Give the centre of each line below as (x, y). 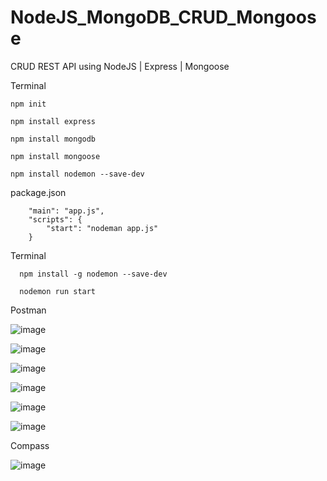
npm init (28, 104)
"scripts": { (55, 219)
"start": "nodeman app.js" (102, 228)
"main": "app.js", (66, 211)
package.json (38, 192)
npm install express (53, 121)
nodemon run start (58, 291)
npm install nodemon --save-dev (77, 174)
